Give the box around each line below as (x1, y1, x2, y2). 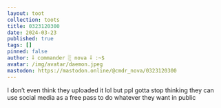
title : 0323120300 (7, 23, 60, 29)
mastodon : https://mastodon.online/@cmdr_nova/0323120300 (7, 67, 177, 74)
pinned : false (7, 49, 48, 55)
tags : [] (7, 42, 32, 49)
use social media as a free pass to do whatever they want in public (7, 93, 196, 101)
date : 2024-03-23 (7, 29, 57, 36)
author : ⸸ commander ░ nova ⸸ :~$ (7, 55, 105, 62)
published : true (7, 36, 54, 42)
